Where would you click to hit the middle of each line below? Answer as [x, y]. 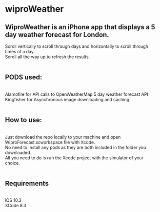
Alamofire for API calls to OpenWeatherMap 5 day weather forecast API [77, 94]
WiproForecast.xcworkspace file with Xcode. [50, 142]
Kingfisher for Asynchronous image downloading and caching [67, 99]
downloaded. [18, 152]
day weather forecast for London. [57, 34]
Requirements [27, 183]
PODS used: [24, 77]
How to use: [24, 120]
